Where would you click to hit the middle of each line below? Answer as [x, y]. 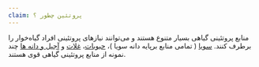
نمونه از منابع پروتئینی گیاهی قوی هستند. [67, 54]
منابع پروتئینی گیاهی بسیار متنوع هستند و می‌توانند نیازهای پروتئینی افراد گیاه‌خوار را [129, 37]
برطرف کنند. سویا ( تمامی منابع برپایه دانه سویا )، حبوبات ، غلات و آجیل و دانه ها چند [130, 46]
